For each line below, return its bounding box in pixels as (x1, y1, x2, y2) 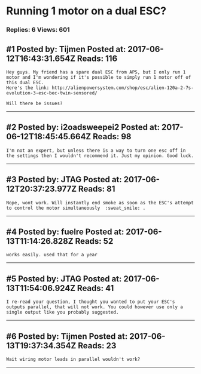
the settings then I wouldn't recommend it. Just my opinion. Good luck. (6, 152, 194, 159)
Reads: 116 (77, 53, 118, 63)
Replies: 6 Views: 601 (6, 26, 70, 34)
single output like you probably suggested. (6, 309, 119, 315)
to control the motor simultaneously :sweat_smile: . (6, 205, 146, 211)
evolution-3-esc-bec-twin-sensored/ (6, 90, 98, 96)
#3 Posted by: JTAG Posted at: (6, 174, 123, 185)
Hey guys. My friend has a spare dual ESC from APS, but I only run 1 (6, 69, 186, 75)
